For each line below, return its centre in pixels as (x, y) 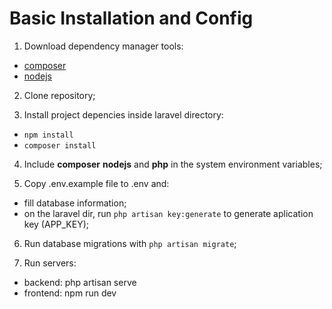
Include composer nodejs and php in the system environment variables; (173, 164)
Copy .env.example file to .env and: (96, 183)
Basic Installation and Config (131, 18)
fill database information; (75, 203)
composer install (60, 145)
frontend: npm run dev (70, 293)
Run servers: (50, 263)
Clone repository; (59, 95)
